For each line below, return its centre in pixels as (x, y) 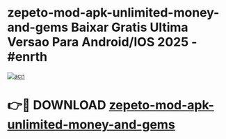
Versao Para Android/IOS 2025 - (102, 42)
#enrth (27, 57)
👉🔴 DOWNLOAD (57, 105)
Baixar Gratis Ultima (130, 27)
